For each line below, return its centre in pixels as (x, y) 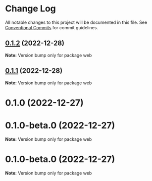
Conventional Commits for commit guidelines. (51, 27)
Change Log (30, 9)
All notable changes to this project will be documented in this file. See (76, 22)
